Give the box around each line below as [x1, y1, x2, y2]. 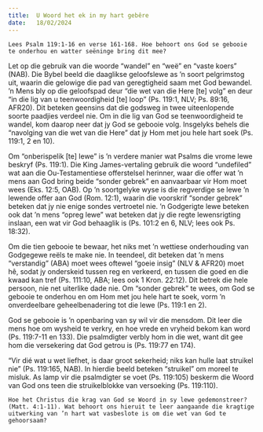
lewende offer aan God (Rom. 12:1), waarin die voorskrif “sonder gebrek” [8, 193, 243, 203]
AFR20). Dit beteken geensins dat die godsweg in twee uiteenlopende [8, 103, 234, 112]
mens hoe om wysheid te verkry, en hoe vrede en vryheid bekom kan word [8, 324, 251, 333]
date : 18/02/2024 [8, 19, 72, 27]
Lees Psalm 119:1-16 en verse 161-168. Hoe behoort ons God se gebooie [8, 40, 247, 48]
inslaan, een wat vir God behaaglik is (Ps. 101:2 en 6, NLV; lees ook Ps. [8, 218, 236, 228]
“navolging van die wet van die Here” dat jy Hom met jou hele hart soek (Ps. [8, 127, 254, 137]
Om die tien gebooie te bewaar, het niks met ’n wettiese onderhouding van [8, 241, 249, 251]
